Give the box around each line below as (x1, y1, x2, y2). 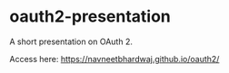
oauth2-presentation (9, 6, 171, 27)
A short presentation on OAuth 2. (9, 36, 134, 47)
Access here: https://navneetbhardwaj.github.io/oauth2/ (9, 53, 220, 64)
